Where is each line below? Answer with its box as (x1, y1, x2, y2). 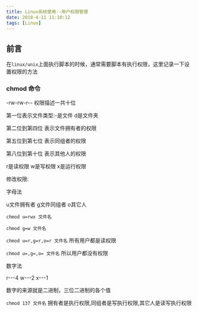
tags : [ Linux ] (6, 20, 42, 26)
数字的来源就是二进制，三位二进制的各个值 (6, 287, 111, 294)
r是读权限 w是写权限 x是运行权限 (6, 163, 86, 170)
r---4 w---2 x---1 (6, 274, 49, 281)
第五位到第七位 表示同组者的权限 (6, 137, 86, 144)
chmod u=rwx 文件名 (6, 214, 52, 220)
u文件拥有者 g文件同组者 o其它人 (6, 201, 87, 208)
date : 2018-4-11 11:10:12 (6, 14, 70, 20)
